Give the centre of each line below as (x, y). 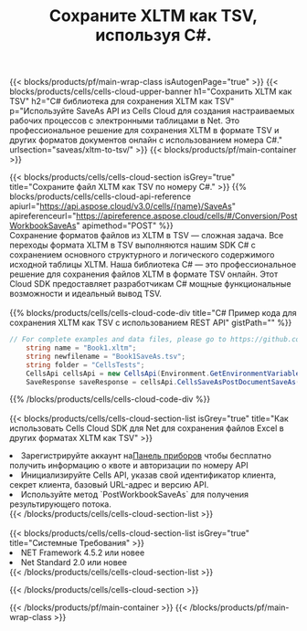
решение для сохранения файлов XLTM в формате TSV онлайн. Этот (144, 274)
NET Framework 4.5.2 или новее (83, 552)
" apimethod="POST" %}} (125, 226)
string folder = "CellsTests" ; (85, 365)
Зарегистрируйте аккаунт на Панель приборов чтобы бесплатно (147, 456)
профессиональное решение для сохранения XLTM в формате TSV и (144, 131)
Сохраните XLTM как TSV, (153, 16)
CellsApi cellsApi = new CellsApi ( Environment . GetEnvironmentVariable (163, 373)
